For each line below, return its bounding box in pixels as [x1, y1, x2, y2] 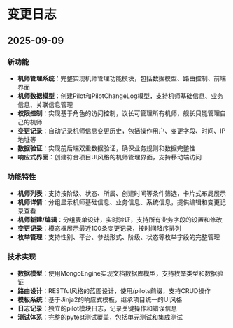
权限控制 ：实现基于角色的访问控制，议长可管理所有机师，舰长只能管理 [17, 109, 220, 117]
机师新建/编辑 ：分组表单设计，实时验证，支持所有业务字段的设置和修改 [17, 215, 223, 224]
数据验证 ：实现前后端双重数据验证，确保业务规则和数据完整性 [17, 144, 196, 152]
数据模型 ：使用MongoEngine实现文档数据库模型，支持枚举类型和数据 [17, 269, 218, 278]
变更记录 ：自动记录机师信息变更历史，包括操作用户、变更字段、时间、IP [17, 127, 226, 135]
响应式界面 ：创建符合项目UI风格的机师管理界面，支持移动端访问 [17, 152, 202, 161]
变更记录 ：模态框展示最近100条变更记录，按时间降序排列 [17, 224, 182, 233]
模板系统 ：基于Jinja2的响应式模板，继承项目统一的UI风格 [17, 295, 183, 304]
